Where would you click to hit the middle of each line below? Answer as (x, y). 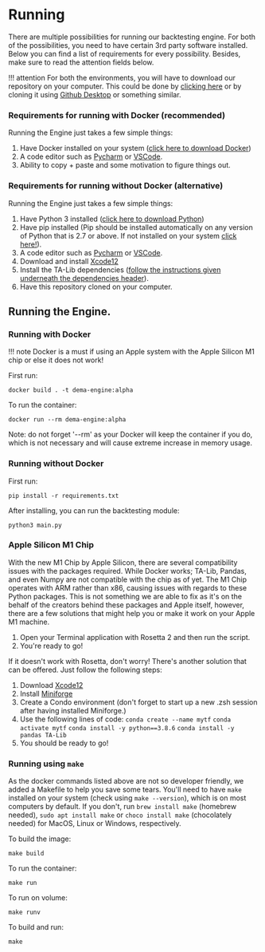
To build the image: (40, 839)
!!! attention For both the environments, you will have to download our (122, 77)
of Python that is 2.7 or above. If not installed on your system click (128, 235)
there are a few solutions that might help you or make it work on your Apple (132, 613)
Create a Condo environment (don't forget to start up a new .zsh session (138, 702)
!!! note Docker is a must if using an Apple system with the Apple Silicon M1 (131, 352)
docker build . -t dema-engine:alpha (71, 390)
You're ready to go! (51, 646)
